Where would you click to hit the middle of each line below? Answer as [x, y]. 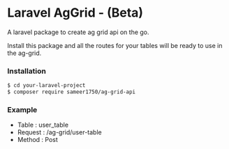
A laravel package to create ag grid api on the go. [78, 32]
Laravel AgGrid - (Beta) [75, 13]
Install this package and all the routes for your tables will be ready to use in [115, 45]
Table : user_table [43, 125]
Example [22, 109]
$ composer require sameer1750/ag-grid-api [72, 92]
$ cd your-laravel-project [46, 86]
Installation [27, 71]
